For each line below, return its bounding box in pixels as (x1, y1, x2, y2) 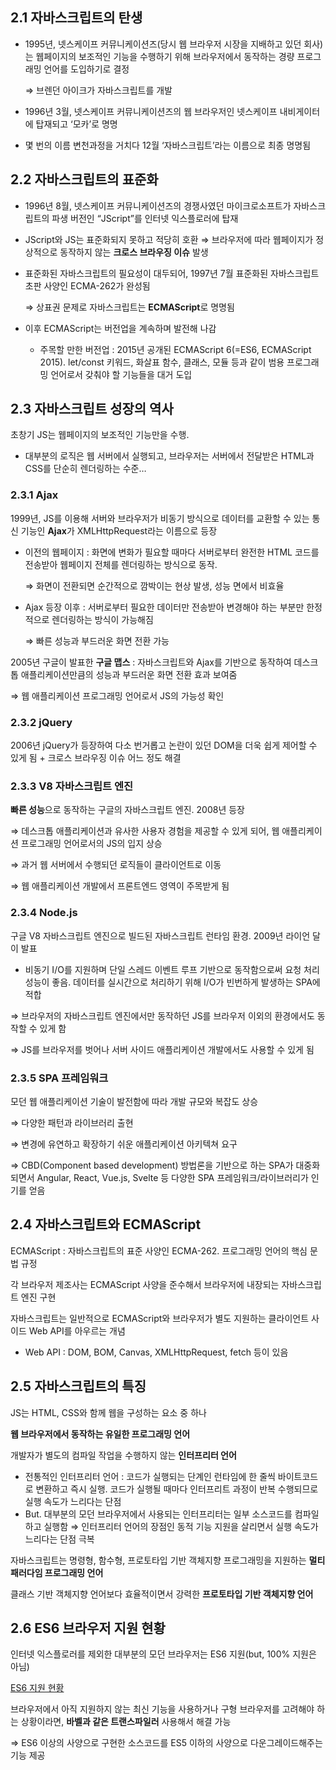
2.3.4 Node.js (10, 906, 78, 920)
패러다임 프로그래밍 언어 (10, 1566, 104, 1578)
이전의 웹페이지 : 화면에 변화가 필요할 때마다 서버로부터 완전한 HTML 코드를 (24, 546, 320, 558)
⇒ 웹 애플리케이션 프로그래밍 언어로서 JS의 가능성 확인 (10, 689, 225, 702)
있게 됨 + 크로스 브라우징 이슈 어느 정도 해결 (10, 752, 182, 764)
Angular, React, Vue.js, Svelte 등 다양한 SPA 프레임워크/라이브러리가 (36, 1171, 309, 1183)
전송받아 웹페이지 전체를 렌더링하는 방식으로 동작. (24, 558, 218, 570)
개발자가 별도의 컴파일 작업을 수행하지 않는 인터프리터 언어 (10, 1449, 237, 1461)
